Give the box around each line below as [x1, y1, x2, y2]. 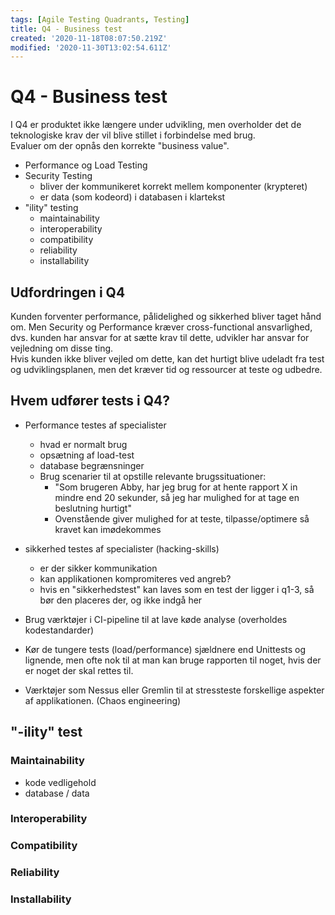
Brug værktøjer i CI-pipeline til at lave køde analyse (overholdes [24, 613, 288, 625]
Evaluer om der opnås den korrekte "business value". [10, 140, 230, 152]
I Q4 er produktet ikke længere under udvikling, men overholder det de [10, 119, 302, 131]
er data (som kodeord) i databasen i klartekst [39, 191, 226, 203]
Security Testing [24, 170, 93, 182]
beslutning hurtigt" [54, 502, 132, 514]
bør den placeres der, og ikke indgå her [39, 594, 203, 606]
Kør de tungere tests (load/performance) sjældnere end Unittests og [24, 643, 307, 655]
